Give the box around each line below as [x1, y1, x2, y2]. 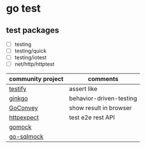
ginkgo [9, 95, 28, 103]
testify [9, 85, 26, 93]
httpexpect [9, 113, 39, 122]
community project [9, 75, 63, 83]
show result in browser [69, 104, 132, 112]
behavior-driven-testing [69, 95, 138, 103]
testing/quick [14, 48, 47, 55]
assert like [69, 85, 98, 93]
